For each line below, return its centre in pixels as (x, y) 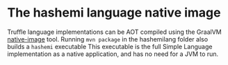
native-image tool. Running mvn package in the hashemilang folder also (108, 39)
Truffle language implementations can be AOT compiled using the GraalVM (114, 32)
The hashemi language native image (114, 13)
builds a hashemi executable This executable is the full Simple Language (110, 46)
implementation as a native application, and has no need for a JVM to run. (113, 54)
